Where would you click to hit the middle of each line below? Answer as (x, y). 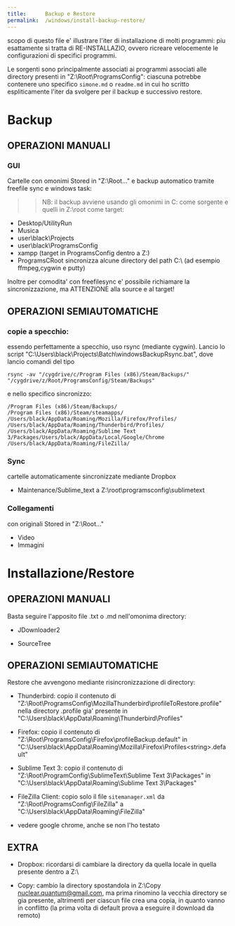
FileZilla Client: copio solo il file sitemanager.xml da (91, 797)
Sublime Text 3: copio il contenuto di (70, 768)
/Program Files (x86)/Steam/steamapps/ (66, 413)
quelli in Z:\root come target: (83, 210)
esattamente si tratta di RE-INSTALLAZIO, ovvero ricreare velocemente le (113, 48)
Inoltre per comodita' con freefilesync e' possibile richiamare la (99, 281)
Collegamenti (31, 509)
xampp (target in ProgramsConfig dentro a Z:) (83, 253)
